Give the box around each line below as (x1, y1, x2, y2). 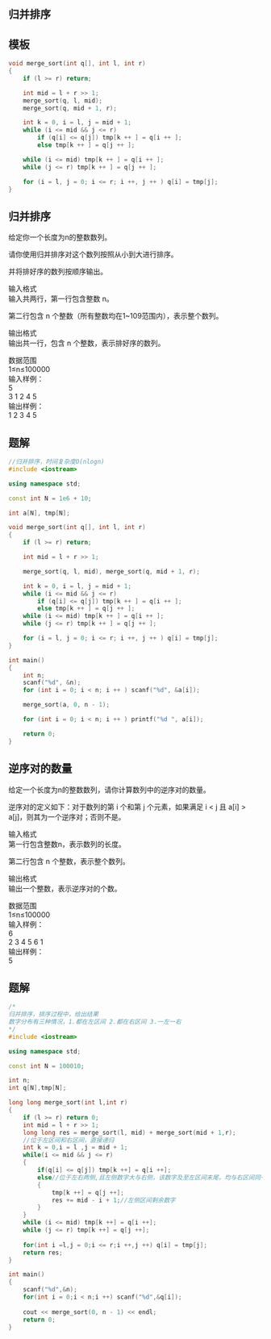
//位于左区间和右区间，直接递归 (23, 1136, 115, 1144)
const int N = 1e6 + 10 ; (8, 494, 92, 503)
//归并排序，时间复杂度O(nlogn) (8, 458, 105, 466)
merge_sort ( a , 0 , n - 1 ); (23, 701, 110, 709)
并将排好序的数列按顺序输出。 (8, 267, 107, 277)
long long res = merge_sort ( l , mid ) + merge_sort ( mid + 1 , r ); (23, 1128, 236, 1137)
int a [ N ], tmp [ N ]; (8, 509, 70, 517)
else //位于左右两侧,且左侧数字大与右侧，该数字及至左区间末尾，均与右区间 (37, 1173, 255, 1182)
